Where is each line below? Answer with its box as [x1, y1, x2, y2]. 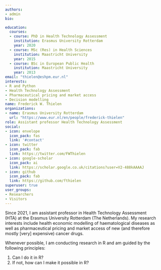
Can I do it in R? [12, 254, 44, 260]
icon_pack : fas [9, 133, 40, 138]
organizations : [5, 106, 36, 111]
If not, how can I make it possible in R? [12, 259, 89, 265]
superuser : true [5, 183, 38, 188]
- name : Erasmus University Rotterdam [5, 111, 83, 116]
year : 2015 [14, 56, 36, 61]
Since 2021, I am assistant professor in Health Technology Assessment [5, 210, 147, 216]
